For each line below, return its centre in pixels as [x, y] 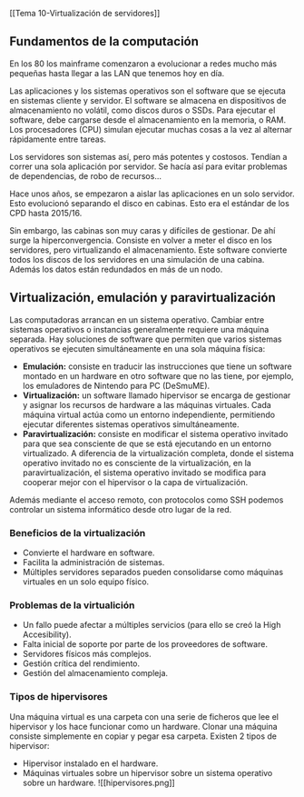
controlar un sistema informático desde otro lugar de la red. [121, 509]
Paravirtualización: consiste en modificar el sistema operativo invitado [155, 433]
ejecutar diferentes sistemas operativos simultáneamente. [131, 424]
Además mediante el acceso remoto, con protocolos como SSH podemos [147, 500]
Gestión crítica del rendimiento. [81, 663]
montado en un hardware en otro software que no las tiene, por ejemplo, [158, 375]
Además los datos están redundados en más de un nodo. [116, 269]
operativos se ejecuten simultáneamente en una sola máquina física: [137, 348]
